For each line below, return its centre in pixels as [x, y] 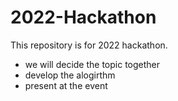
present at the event [66, 85]
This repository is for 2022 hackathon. [89, 45]
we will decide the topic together [92, 64]
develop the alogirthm [70, 75]
